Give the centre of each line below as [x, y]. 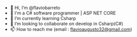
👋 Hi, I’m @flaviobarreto [35, 8]
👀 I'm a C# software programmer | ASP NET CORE [63, 13]
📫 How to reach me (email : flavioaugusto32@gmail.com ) [71, 29]
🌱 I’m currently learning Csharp [43, 18]
